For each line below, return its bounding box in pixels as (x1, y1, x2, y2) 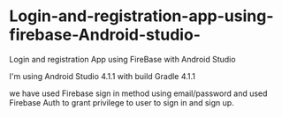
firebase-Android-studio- (9, 25, 202, 45)
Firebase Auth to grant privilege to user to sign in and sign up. (9, 97, 234, 107)
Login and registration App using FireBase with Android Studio (9, 54, 236, 64)
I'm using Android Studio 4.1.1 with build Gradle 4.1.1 (9, 70, 196, 81)
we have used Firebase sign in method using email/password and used (9, 88, 268, 99)
